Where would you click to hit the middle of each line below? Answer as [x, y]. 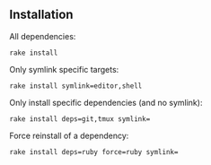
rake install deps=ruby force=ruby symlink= [94, 152]
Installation [41, 15]
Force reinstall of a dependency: [69, 135]
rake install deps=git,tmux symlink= [80, 119]
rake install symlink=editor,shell [76, 86]
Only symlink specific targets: [64, 69]
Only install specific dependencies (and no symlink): [106, 102]
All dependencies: [43, 36]
